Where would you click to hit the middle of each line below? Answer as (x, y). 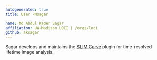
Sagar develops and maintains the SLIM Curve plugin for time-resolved (79, 47)
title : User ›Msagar (27, 14)
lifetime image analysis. (29, 52)
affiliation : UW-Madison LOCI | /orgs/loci (52, 28)
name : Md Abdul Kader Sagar (35, 23)
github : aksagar (22, 33)
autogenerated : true (27, 10)
